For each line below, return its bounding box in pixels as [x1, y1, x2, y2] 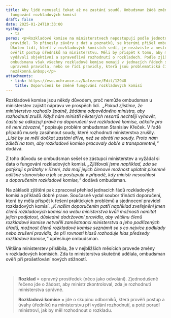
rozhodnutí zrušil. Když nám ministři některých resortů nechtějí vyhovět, [6, 113, 156, 119]
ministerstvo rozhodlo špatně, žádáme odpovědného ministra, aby [6, 108, 145, 114]
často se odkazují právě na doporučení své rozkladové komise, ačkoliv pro [6, 118, 163, 124]
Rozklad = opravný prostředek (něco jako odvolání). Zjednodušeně [18, 275, 158, 282]
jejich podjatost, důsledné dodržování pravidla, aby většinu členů [6, 214, 143, 220]
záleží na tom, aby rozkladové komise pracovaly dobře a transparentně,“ [6, 140, 159, 146]
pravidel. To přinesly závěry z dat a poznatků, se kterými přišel [10, 41, 156, 46]
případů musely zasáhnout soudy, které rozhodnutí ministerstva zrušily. [6, 129, 155, 135]
